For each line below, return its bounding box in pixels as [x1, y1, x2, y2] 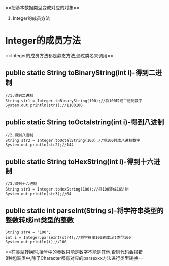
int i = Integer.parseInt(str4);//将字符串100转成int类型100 [5, 235, 131, 240]
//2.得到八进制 [5, 132, 34, 138]
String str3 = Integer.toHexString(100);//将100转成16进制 [5, 187, 129, 192]
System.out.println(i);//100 [5, 240, 67, 245]
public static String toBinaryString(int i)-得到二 [5, 69, 156, 78]
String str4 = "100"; [5, 230, 51, 235]
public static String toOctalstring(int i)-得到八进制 [5, 118, 164, 127]
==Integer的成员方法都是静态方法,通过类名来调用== [5, 52, 113, 58]
